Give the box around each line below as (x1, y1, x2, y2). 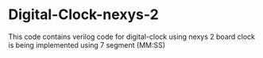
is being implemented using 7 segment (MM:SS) (8, 40, 165, 49)
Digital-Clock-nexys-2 (8, 6, 159, 24)
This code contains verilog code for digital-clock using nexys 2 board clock (8, 32, 256, 41)
